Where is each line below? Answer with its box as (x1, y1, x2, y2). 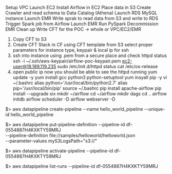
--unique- (144, 106, 165, 112)
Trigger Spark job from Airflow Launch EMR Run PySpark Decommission (5, 21, 159, 27)
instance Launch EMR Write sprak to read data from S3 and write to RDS (5, 15, 158, 21)
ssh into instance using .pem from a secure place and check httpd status (12, 52, 167, 59)
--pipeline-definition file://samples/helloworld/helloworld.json (5, 132, 136, 138)
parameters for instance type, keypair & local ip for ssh (12, 47, 129, 53)
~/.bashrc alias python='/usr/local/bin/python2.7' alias (12, 80, 128, 86)
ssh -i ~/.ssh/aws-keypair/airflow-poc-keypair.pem (12, 58, 121, 64)
